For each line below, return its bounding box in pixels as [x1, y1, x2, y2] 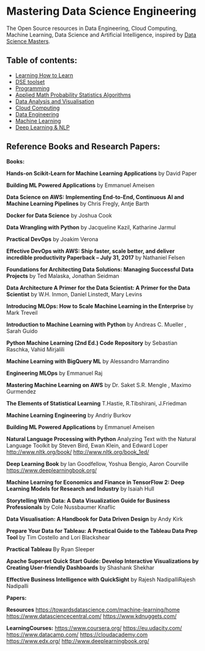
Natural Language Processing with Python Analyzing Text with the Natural [6, 435, 196, 442]
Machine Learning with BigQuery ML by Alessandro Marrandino [6, 357, 170, 365]
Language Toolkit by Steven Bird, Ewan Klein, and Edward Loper [6, 442, 168, 449]
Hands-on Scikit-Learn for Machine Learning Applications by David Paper [6, 170, 197, 177]
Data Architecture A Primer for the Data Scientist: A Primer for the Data [6, 284, 191, 292]
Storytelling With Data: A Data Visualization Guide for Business [6, 497, 170, 504]
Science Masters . [6, 37, 51, 45]
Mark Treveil [6, 309, 38, 316]
